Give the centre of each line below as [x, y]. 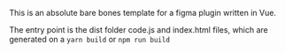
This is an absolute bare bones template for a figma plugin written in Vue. [143, 13]
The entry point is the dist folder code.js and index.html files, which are [139, 30]
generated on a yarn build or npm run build [90, 39]
